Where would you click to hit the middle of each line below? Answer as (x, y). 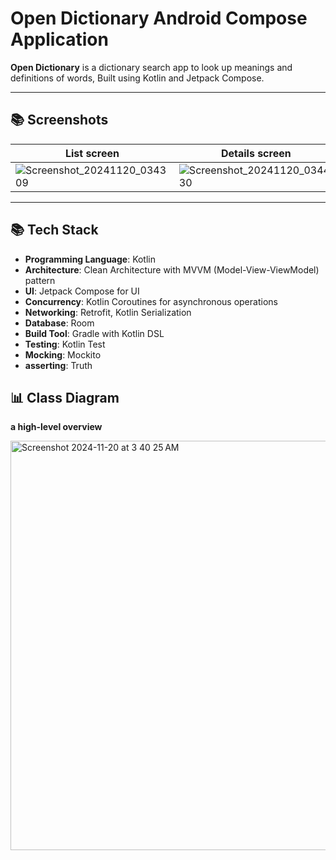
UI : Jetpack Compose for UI (82, 291)
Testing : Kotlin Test (65, 344)
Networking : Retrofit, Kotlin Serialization (108, 312)
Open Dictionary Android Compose (159, 18)
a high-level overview (56, 427)
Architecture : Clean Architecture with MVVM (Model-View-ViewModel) (172, 269)
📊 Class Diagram (65, 397)
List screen (92, 153)
